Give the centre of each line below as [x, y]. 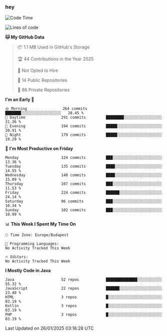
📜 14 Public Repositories [42, 80]
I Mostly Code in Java [28, 271]
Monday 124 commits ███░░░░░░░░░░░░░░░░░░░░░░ [84, 158]
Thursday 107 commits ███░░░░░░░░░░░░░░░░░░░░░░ [84, 184]
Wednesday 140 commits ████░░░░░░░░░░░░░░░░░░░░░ [84, 175]
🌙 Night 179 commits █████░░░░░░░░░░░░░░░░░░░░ [84, 135]
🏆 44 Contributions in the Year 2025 [55, 59]
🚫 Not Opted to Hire [38, 70]
